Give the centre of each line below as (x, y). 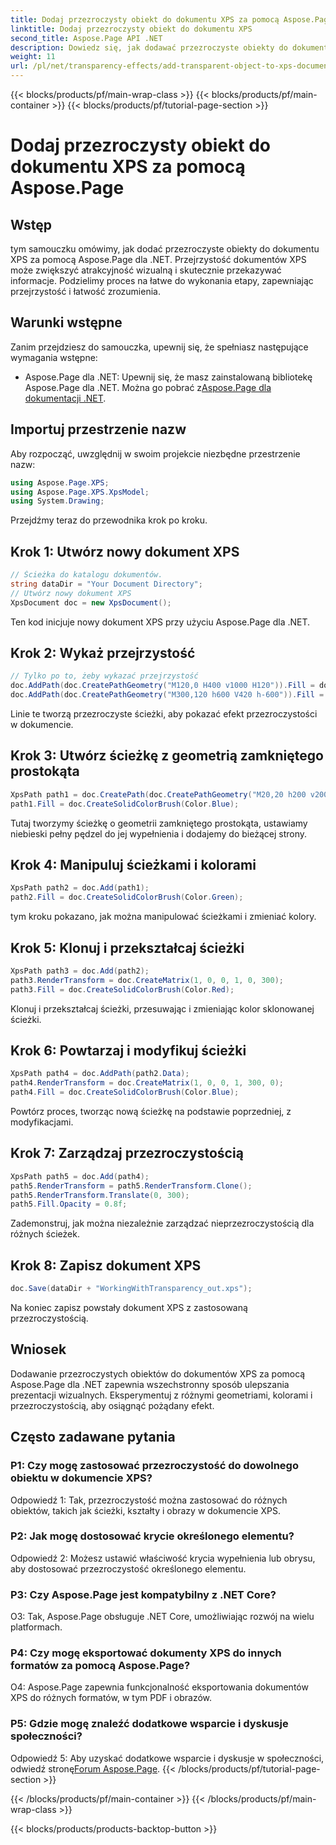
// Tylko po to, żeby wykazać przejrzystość (104, 676)
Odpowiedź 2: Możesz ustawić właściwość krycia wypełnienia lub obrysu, (163, 1558)
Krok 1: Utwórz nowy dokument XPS (125, 551)
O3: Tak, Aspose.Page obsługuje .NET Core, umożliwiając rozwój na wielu (162, 1617)
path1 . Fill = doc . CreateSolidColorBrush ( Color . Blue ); (125, 804)
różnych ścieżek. (45, 1234)
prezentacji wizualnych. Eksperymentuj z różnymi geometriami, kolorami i (161, 1395)
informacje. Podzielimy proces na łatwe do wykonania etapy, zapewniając (162, 280)
